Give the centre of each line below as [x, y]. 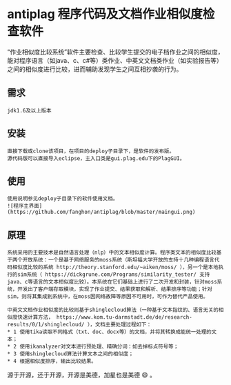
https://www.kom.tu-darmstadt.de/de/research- [124, 317]
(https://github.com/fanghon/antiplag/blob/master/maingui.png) [101, 212]
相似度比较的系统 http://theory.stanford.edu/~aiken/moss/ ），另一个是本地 [115, 267]
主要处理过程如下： [128, 325]
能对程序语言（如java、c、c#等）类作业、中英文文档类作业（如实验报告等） [115, 60]
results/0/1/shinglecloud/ [46, 325]
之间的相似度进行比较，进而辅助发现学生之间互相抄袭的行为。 [95, 69]
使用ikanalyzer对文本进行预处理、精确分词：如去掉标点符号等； [99, 347]
